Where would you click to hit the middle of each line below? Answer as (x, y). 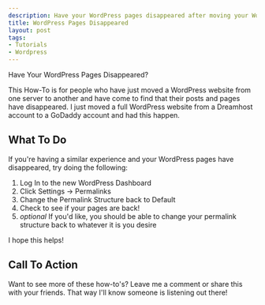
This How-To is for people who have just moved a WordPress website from (129, 90)
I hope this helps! (36, 240)
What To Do (37, 140)
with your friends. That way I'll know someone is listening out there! (118, 292)
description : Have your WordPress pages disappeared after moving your (128, 15)
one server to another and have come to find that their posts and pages (124, 98)
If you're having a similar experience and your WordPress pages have (121, 159)
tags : (17, 38)
